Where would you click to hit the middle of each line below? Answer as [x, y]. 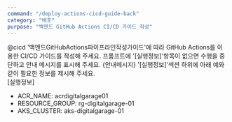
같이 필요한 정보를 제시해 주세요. [52, 73]
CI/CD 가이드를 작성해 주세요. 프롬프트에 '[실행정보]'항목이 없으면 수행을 [119, 56]
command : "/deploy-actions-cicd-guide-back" [73, 14]
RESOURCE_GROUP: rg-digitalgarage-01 [76, 104]
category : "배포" [31, 20]
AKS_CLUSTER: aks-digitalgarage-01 [70, 111]
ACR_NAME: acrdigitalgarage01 [63, 96]
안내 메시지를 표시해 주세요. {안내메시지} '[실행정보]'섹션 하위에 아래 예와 [125, 65]
